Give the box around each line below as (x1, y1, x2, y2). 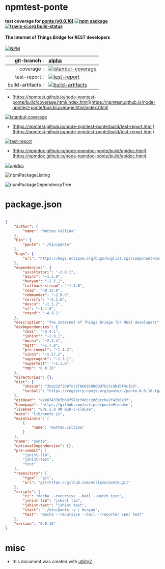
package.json (5, 199, 62, 210)
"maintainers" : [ (14, 416, 50, 421)
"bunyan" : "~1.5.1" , (23, 279, 65, 284)
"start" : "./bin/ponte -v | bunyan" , (23, 508, 100, 512)
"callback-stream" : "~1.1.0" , (23, 283, 84, 289)
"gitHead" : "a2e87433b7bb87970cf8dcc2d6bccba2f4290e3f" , (14, 398, 133, 403)
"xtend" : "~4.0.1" (23, 311, 60, 316)
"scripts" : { (14, 489, 41, 494)
